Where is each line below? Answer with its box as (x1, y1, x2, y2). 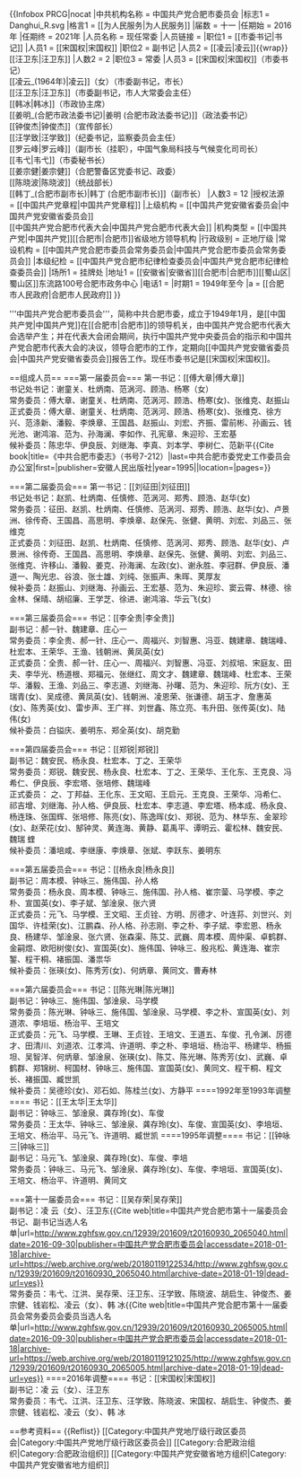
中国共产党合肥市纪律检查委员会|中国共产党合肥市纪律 (82, 256, 281, 266)
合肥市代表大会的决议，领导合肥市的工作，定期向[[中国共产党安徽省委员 (24, 342, 290, 353)
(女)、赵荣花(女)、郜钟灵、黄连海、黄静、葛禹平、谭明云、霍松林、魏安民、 (9, 823, 288, 833)
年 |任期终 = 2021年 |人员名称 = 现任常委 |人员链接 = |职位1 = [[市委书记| (9, 31, 275, 41)
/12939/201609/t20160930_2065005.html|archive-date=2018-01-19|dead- (9, 1362, 284, 1373)
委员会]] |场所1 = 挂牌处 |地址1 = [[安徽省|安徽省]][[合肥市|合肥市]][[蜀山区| (16, 267, 291, 277)
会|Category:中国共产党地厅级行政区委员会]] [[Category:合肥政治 (9, 1437, 248, 1447)
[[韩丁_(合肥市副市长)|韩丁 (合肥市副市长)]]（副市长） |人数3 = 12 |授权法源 (9, 189, 285, 198)
